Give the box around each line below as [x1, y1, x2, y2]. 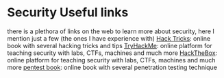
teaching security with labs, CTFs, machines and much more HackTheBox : [7, 49, 218, 57]
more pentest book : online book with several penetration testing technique [7, 63, 218, 71]
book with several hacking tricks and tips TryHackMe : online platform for [7, 41, 212, 50]
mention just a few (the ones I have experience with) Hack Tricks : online [7, 34, 211, 42]
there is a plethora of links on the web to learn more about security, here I [7, 27, 214, 35]
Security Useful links [7, 5, 129, 20]
